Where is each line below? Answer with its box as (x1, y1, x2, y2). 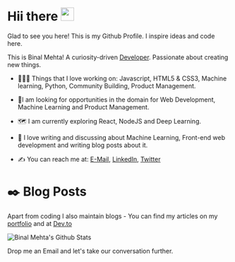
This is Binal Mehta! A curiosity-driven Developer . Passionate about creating (7, 53, 229, 61)
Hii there (7, 8, 59, 25)
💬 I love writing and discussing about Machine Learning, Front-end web (17, 133, 226, 141)
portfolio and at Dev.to (7, 219, 73, 227)
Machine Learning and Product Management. (17, 102, 150, 111)
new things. (7, 60, 42, 69)
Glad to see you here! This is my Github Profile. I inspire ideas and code (7, 32, 215, 40)
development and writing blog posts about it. (17, 141, 148, 149)
